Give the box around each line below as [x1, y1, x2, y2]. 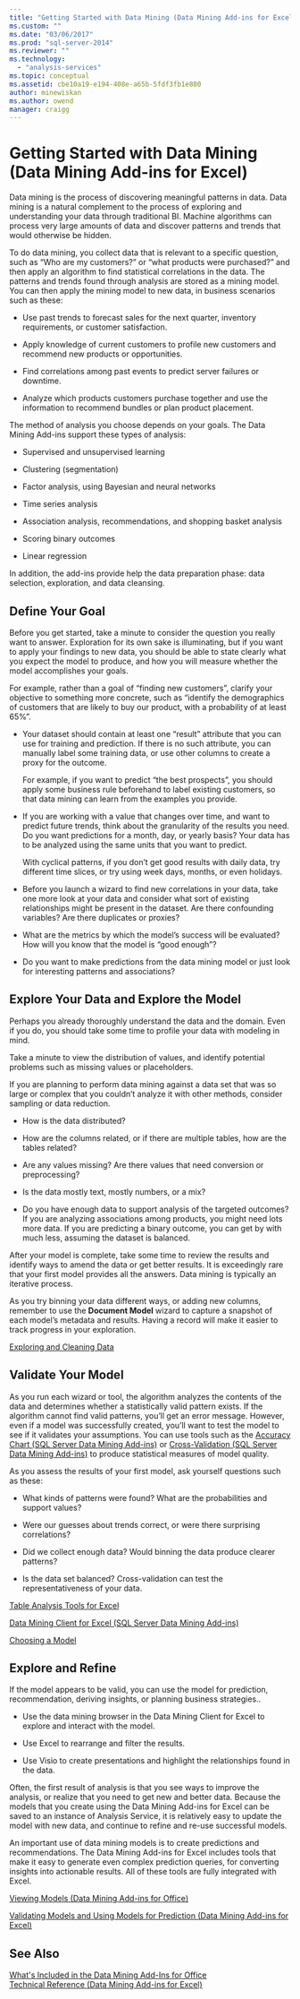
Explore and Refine [9, 1660, 117, 1676]
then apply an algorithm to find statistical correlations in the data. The [9, 266, 265, 278]
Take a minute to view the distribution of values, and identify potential [9, 1051, 265, 1062]
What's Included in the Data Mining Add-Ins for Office [9, 1969, 207, 1980]
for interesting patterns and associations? [21, 966, 176, 976]
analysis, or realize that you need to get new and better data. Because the [9, 1792, 281, 1803]
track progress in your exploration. [9, 1324, 137, 1334]
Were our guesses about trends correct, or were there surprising [21, 1519, 261, 1530]
